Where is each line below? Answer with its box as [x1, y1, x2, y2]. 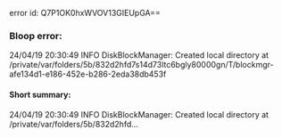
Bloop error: [9, 29, 62, 42]
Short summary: [9, 89, 71, 100]
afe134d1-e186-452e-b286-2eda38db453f [9, 69, 167, 79]
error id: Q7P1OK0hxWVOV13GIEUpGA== [9, 8, 161, 18]
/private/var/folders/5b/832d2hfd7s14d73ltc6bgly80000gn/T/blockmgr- [9, 60, 274, 70]
